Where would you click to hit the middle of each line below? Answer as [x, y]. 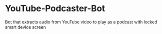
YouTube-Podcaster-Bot [55, 8]
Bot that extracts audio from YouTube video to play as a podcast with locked [81, 22]
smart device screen [25, 27]
